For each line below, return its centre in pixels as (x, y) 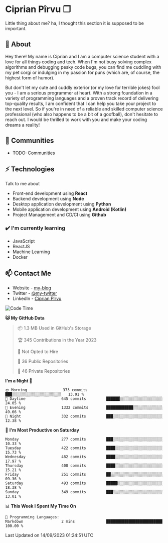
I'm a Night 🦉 (19, 381)
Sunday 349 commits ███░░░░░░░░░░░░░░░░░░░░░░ (84, 492)
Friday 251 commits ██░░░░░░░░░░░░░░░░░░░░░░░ (84, 475)
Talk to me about (23, 184)
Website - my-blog (32, 288)
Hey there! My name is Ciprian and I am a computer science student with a (82, 56)
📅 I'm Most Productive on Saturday (42, 430)
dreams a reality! (23, 125)
